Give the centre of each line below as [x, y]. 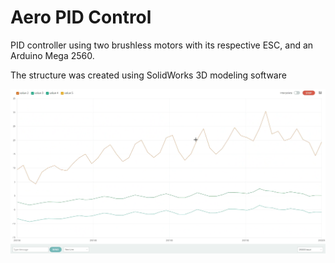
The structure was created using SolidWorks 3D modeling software [148, 75]
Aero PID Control [81, 17]
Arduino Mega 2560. [52, 55]
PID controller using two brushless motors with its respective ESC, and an [162, 45]
